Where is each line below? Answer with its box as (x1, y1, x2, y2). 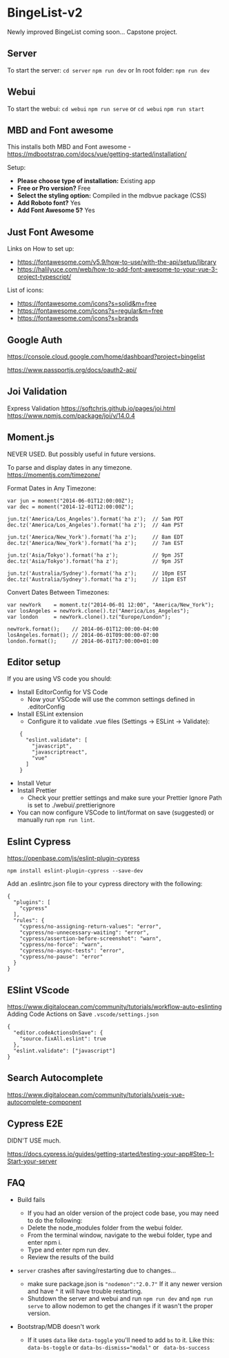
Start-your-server (7, 1157, 57, 1165)
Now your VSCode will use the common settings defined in (27, 696, 195, 704)
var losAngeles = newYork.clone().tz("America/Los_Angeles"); (7, 607, 190, 614)
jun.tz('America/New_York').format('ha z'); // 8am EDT (7, 533, 184, 540)
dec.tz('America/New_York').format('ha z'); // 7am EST (7, 539, 184, 546)
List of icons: (7, 286, 44, 294)
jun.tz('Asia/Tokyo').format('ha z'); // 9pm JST (7, 551, 184, 559)
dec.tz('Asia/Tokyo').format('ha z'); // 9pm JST (7, 557, 184, 564)
